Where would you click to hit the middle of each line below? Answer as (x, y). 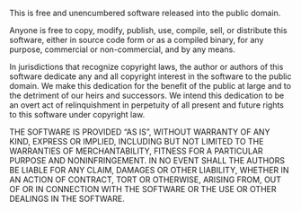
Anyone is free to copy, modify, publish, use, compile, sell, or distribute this (148, 30)
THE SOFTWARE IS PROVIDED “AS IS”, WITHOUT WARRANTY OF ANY (140, 132)
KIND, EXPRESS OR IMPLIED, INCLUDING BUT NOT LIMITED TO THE (137, 141)
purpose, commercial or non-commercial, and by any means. (122, 49)
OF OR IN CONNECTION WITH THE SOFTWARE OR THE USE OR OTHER (143, 189)
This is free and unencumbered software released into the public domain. (145, 13)
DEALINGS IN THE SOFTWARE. (67, 198)
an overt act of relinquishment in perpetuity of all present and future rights (147, 105)
